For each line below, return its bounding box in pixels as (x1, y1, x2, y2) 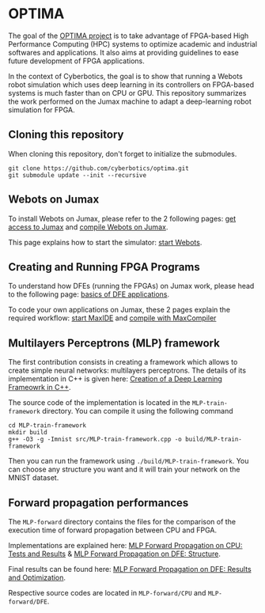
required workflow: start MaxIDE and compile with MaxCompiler (8, 313, 217, 323)
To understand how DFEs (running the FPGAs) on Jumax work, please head (8, 282, 255, 291)
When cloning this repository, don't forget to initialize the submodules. (8, 149, 237, 158)
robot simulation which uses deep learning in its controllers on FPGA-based (8, 80, 255, 89)
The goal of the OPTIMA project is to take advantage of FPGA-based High (8, 31, 249, 40)
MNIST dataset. (8, 473, 59, 482)
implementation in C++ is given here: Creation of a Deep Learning (8, 374, 223, 384)
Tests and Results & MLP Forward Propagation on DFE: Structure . (8, 549, 221, 558)
